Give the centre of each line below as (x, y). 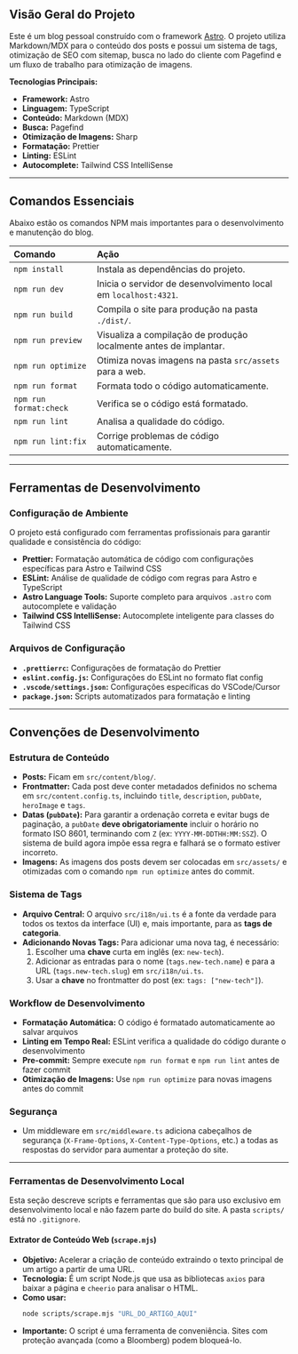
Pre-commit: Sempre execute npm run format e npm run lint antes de (151, 1060)
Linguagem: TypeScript (66, 108)
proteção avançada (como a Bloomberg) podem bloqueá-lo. (132, 1340)
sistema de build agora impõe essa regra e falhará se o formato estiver (151, 843)
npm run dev (39, 289)
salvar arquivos (50, 1031)
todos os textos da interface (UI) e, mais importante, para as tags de (147, 923)
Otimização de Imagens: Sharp (80, 136)
